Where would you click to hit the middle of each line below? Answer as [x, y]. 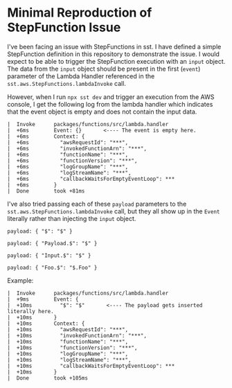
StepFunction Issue [64, 27]
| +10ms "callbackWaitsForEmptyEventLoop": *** [91, 366]
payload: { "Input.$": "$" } [49, 255]
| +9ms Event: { [43, 299]
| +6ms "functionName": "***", [68, 155]
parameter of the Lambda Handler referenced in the [81, 76]
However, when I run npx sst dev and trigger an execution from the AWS [111, 97]
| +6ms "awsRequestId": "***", [68, 142]
